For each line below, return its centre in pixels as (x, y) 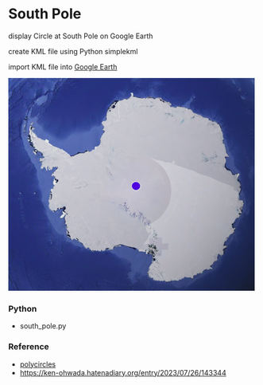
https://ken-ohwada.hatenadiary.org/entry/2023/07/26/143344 (123, 372)
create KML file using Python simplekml (73, 51)
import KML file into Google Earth (63, 67)
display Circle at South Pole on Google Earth (81, 36)
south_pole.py (43, 326)
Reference (29, 347)
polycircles (38, 364)
